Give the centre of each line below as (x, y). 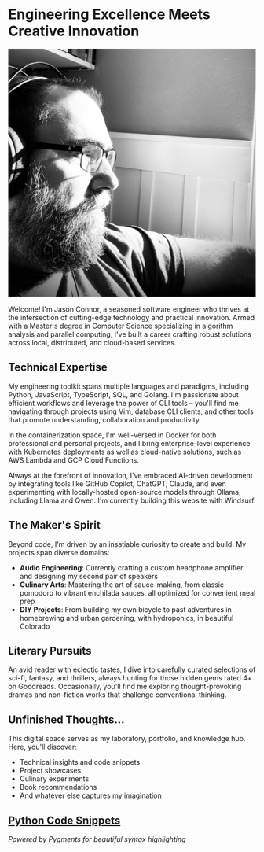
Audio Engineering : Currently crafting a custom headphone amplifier (131, 567)
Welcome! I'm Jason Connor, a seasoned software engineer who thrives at (129, 309)
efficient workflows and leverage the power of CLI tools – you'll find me (123, 403)
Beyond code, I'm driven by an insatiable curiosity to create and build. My (127, 544)
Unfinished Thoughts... (66, 719)
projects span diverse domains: (59, 552)
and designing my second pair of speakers (89, 576)
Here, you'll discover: (42, 747)
